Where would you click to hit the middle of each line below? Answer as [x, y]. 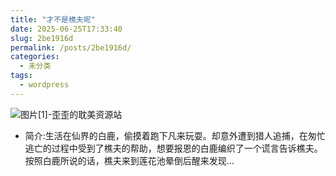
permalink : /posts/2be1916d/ [71, 47]
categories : [35, 57]
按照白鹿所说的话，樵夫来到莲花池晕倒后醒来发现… [129, 160]
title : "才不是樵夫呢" [53, 19]
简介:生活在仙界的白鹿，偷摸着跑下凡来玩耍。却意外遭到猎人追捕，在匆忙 [175, 135]
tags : [21, 76]
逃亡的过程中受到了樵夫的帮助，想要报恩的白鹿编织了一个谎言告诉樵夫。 [173, 148]
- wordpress [44, 85]
